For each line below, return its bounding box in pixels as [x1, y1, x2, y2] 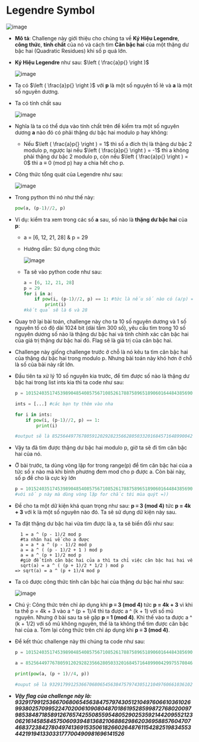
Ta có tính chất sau [14, 99, 62, 107]
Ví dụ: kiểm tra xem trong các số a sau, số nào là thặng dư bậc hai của [14, 216, 188, 223]
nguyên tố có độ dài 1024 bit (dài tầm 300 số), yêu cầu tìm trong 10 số [14, 324, 186, 332]
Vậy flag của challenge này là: [14, 692, 92, 699]
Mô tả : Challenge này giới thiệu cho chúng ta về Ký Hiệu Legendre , [14, 34, 179, 42]
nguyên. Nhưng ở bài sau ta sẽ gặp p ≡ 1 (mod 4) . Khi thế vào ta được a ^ [14, 614, 192, 621]
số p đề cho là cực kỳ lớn [14, 475, 76, 482]
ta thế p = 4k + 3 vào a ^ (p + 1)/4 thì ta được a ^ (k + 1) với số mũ [14, 607, 174, 614]
